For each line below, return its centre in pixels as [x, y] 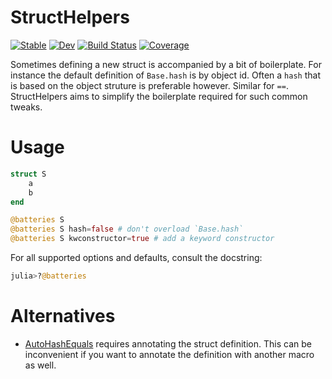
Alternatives [63, 316]
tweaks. [26, 107]
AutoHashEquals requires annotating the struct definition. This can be [168, 343]
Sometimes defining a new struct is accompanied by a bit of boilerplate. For [166, 64]
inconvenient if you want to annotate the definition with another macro [169, 354]
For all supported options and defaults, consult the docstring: [136, 257]
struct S [28, 174]
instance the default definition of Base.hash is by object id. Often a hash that [165, 75]
